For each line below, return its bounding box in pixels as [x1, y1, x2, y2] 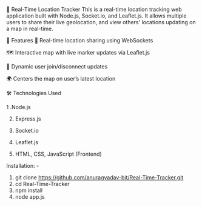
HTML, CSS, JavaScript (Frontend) [15, 150, 102, 158]
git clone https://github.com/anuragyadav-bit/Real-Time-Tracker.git [15, 174, 184, 181]
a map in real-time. [6, 25, 53, 32]
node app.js [15, 193, 45, 200]
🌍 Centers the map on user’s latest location [6, 75, 116, 82]
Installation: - [6, 162, 39, 169]
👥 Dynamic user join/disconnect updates [6, 63, 108, 70]
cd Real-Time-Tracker [15, 181, 70, 187]
